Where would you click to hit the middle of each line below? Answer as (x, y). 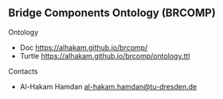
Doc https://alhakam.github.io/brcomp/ (84, 48)
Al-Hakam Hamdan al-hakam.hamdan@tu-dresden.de (108, 86)
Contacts (23, 71)
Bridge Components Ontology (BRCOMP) (112, 13)
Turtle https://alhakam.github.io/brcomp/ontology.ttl (105, 55)
